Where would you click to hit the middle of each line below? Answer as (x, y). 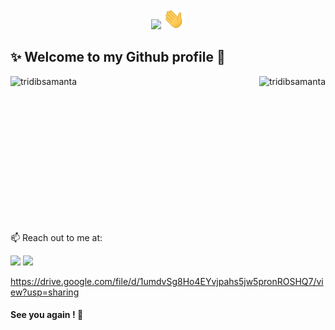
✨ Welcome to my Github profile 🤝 (118, 57)
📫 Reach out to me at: (56, 237)
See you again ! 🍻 (47, 315)
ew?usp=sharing (45, 292)
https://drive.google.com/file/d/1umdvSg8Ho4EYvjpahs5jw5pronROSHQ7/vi (167, 281)
